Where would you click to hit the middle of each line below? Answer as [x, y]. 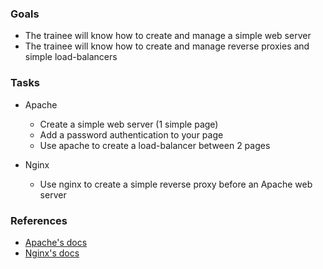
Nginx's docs [52, 253]
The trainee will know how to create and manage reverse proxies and [167, 46]
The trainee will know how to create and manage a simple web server [168, 36]
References [39, 220]
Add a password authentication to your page [131, 134]
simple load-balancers [71, 57]
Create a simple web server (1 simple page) [129, 124]
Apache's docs [56, 242]
